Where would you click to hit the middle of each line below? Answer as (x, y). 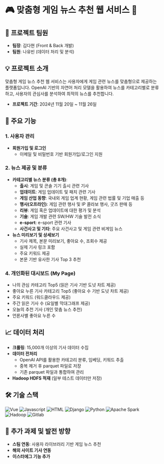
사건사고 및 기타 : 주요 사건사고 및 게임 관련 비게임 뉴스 (71, 228)
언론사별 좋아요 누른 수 (34, 316)
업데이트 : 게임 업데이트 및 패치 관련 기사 (57, 191)
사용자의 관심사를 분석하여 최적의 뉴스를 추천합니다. (65, 93)
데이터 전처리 (25, 354)
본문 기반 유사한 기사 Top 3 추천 (50, 259)
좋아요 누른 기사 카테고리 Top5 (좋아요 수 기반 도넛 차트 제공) (70, 291)
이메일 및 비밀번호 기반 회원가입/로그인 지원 (61, 154)
